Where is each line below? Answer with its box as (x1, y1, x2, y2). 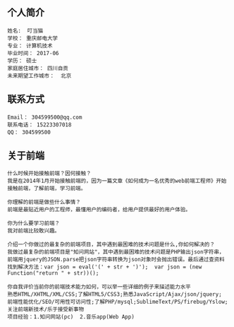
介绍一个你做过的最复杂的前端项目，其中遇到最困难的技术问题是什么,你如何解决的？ (7, 241, 215, 249)
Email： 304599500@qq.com (7, 114, 82, 121)
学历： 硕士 (7, 57, 37, 64)
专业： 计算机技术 (7, 42, 53, 49)
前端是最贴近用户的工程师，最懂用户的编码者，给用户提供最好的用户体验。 (7, 206, 192, 213)
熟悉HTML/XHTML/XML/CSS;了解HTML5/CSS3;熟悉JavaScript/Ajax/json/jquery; (7, 291, 222, 298)
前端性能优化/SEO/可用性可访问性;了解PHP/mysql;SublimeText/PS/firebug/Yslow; (7, 299, 228, 306)
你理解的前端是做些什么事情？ (7, 198, 81, 206)
